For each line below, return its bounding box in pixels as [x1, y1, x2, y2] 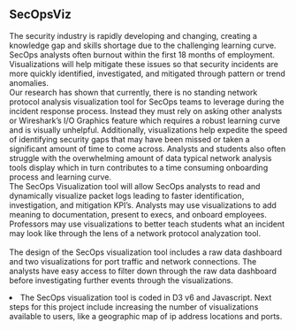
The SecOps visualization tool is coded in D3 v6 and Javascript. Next [20, 292, 272, 303]
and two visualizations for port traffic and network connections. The [9, 256, 257, 266]
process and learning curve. [9, 172, 112, 182]
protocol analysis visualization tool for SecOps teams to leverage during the [9, 96, 285, 107]
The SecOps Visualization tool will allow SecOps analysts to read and [9, 180, 261, 191]
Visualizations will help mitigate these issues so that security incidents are [9, 58, 279, 69]
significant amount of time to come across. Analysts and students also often [9, 143, 286, 154]
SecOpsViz [9, 7, 72, 22]
